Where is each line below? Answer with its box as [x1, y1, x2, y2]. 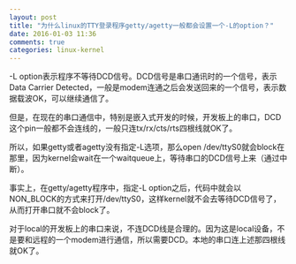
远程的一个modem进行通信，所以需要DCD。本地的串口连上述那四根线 [32, 235, 286, 245]
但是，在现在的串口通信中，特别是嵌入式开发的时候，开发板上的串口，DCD [9, 112, 282, 123]
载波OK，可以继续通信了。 [16, 94, 114, 104]
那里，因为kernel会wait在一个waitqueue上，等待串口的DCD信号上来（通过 [9, 153, 280, 163]
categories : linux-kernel [9, 46, 104, 55]
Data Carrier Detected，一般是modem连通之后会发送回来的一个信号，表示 [9, 82, 279, 93]
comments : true [9, 37, 65, 47]
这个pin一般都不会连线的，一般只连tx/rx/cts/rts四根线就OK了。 [9, 123, 237, 133]
